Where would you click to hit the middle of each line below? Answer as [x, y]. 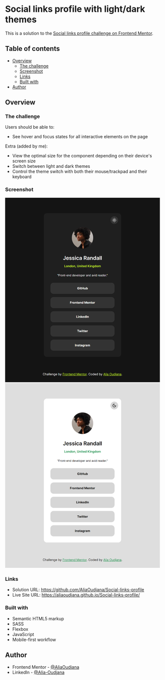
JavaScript [23, 634]
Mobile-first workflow [34, 640]
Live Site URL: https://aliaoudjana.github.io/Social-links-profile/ [76, 595]
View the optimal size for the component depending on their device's [82, 156]
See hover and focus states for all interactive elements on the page [80, 137]
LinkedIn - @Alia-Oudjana [38, 672]
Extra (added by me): [27, 146]
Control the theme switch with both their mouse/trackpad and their [80, 172]
